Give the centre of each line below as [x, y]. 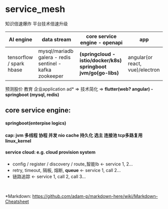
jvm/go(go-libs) [99, 72]
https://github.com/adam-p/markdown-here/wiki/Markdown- [95, 196]
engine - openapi [101, 42]
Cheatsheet [17, 201]
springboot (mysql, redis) [32, 94]
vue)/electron [144, 69]
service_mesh [35, 9]
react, [134, 63]
